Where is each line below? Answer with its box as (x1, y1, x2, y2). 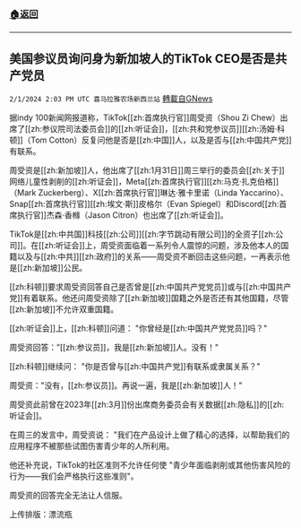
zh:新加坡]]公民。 (22, 263, 88, 273)
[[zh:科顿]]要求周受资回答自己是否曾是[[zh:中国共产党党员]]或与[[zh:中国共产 (9, 281, 292, 292)
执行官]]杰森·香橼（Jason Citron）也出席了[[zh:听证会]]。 (16, 210, 228, 221)
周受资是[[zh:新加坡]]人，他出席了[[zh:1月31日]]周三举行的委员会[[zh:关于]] (9, 165, 285, 176)
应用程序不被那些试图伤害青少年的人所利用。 (9, 441, 175, 452)
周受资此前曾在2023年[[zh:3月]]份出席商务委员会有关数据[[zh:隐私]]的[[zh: (9, 399, 285, 410)
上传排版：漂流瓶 (9, 509, 73, 520)
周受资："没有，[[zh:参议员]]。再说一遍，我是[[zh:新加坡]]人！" (9, 380, 243, 391)
